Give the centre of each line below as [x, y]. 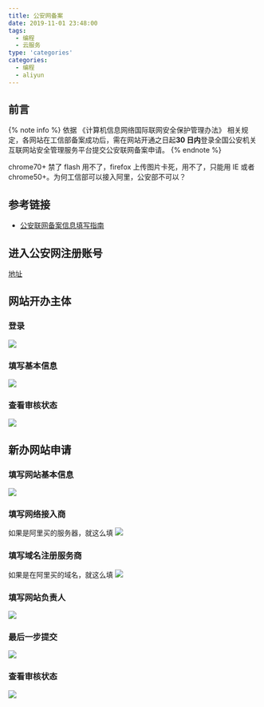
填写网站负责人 [37, 598]
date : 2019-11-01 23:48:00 [53, 23]
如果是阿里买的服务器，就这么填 [61, 533]
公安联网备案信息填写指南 [62, 225]
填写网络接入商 [37, 514]
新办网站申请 [40, 449]
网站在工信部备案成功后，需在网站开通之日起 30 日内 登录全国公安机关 [143, 140]
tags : [17, 30]
